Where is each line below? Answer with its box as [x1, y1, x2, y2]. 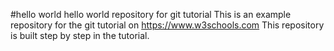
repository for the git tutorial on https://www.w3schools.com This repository [10, 19, 325, 31]
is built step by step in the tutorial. [10, 30, 150, 41]
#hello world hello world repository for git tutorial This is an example [10, 9, 292, 20]
